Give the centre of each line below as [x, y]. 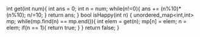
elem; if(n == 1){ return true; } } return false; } [63, 27]
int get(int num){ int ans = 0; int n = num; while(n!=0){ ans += [83, 9]
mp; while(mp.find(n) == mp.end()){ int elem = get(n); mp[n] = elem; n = [97, 21]
